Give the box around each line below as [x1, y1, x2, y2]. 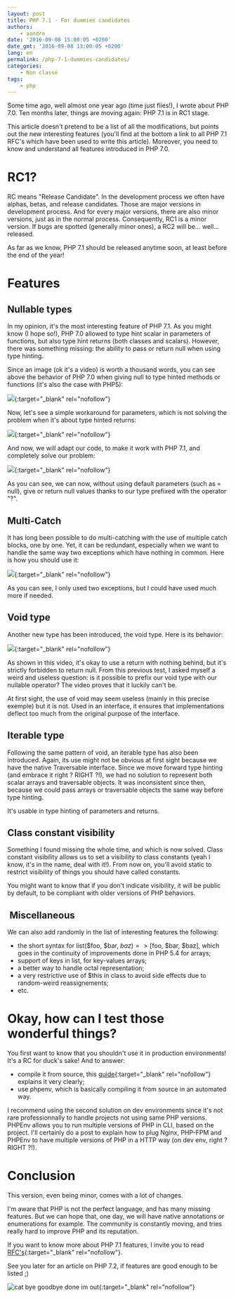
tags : [7, 75, 23, 83]
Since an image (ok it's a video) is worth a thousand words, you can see [7, 366, 216, 374]
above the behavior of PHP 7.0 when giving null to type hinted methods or [7, 373, 221, 381]
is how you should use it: [7, 556, 79, 564]
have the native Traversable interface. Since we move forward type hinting [7, 763, 223, 771]
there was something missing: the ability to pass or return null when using [7, 345, 221, 353]
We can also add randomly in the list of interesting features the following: [7, 928, 219, 936]
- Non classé [20, 69, 58, 76]
